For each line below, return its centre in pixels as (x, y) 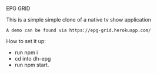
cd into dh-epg (33, 59)
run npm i (26, 52)
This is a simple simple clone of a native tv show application (79, 20)
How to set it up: (26, 41)
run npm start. (32, 65)
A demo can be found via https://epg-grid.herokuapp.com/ (78, 30)
